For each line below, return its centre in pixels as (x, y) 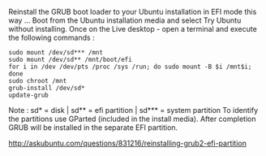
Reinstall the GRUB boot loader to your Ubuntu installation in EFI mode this (133, 12)
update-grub (28, 95)
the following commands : (51, 37)
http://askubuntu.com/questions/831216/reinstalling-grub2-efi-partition (128, 143)
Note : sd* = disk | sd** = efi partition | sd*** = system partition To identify (133, 110)
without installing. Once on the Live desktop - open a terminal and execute (133, 29)
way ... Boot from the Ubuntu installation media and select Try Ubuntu (125, 20)
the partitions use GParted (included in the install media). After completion (133, 119)
